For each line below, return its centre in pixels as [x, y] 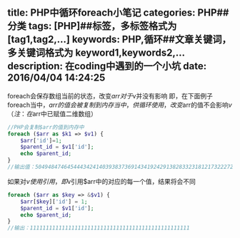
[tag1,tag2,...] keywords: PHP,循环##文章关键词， [119, 40]
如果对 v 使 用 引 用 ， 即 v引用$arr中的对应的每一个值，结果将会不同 [102, 181]
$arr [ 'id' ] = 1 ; [41, 140]
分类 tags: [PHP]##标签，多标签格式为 [92, 26]
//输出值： [21, 167]
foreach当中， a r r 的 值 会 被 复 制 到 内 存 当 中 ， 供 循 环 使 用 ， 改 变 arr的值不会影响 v [120, 105]
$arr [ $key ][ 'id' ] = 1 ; [54, 202]
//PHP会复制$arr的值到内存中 [46, 127]
